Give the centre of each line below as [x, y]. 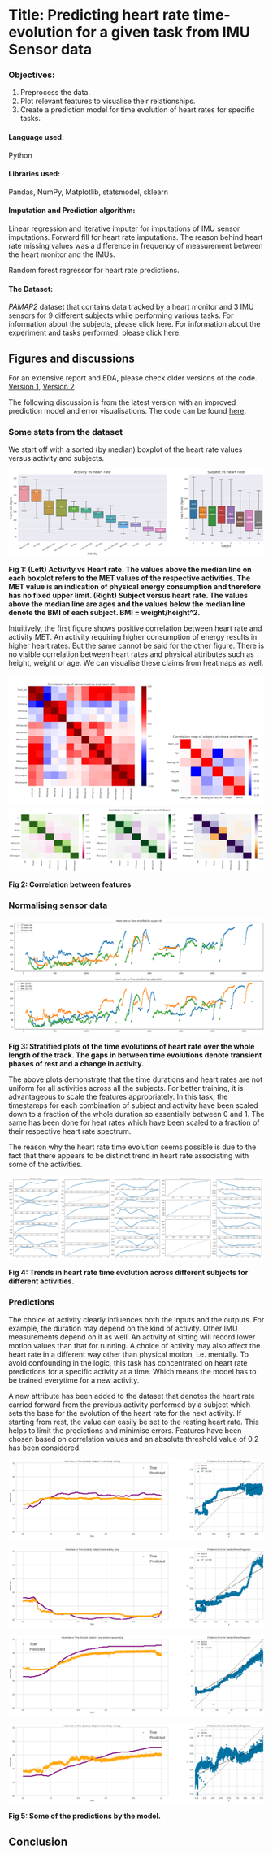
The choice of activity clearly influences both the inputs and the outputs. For [136, 1320]
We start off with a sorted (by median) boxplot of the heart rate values [126, 449]
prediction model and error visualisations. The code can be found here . [128, 411]
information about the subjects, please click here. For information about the [134, 324]
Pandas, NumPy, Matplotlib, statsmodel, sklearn [89, 192]
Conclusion [38, 1841]
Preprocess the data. [55, 93]
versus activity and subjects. [56, 458]
